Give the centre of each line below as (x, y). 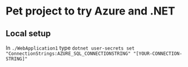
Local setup (28, 33)
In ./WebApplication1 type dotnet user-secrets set (70, 48)
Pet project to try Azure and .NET (90, 11)
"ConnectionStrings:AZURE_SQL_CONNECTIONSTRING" (68, 54)
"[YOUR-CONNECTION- (158, 54)
